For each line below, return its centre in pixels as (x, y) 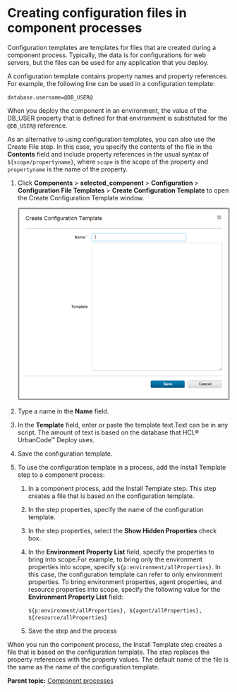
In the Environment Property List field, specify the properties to (121, 552)
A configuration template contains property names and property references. (118, 76)
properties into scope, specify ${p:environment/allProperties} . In (124, 567)
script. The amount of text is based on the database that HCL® (108, 432)
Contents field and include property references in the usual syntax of (108, 154)
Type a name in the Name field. (63, 411)
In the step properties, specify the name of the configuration (116, 510)
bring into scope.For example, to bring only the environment (115, 559)
